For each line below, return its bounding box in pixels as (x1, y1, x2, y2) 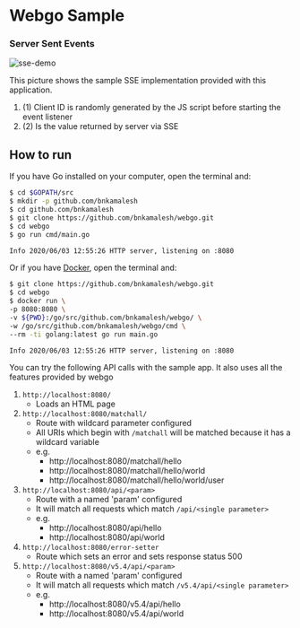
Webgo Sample (9, 5, 125, 26)
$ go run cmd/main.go (9, 230, 90, 239)
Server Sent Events (9, 38, 96, 50)
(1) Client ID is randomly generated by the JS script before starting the (21, 102, 281, 113)
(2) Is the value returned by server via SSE (21, 121, 179, 132)
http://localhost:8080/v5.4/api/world (48, 608, 184, 619)
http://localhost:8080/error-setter (21, 544, 159, 553)
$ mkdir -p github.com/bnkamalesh (9, 196, 139, 206)
